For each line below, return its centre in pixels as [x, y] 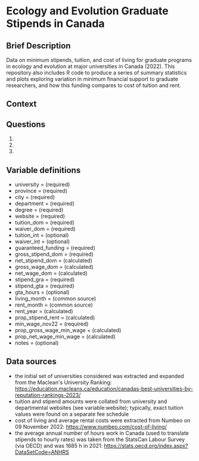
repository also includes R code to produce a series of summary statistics [97, 72]
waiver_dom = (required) [45, 229]
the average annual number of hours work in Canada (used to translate [102, 433]
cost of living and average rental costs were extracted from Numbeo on [102, 420]
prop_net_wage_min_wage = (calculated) [65, 337]
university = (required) [42, 185]
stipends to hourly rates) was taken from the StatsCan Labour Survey [100, 439]
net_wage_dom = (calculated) [51, 273]
